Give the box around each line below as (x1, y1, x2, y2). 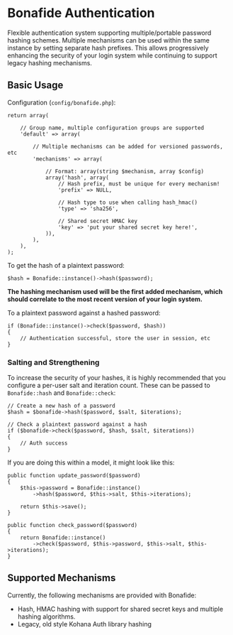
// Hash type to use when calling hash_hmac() (57, 199, 198, 206)
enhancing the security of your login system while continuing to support (7, 51, 217, 60)
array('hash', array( (45, 174, 110, 181)
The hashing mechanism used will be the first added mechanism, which (7, 287, 223, 295)
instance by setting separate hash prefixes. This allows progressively (7, 43, 209, 52)
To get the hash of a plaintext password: (7, 261, 125, 269)
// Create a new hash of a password (7, 403, 115, 410)
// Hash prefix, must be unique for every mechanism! (57, 180, 220, 188)
